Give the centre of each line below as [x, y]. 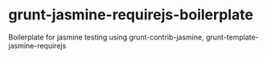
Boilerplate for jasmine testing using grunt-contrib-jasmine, [106, 37]
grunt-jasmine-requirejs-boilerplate [131, 15]
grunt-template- [232, 37]
